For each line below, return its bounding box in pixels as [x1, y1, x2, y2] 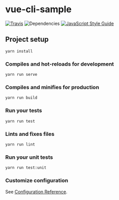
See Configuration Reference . [5, 188, 68, 194]
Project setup [5, 35, 49, 44]
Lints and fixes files [5, 130, 55, 137]
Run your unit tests [5, 154, 53, 161]
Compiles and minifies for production [5, 83, 99, 91]
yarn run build [5, 95, 38, 100]
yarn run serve [5, 72, 38, 77]
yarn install [5, 48, 33, 54]
